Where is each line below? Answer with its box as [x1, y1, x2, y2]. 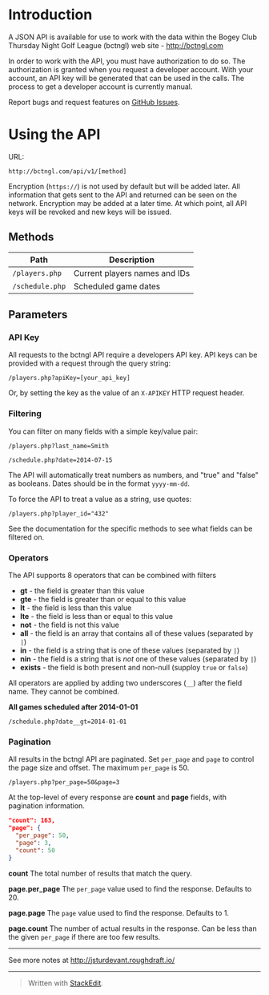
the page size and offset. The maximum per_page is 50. [8, 763, 190, 773]
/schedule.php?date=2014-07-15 [8, 455, 113, 464]
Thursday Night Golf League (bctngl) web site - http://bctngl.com [8, 40, 224, 50]
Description [109, 254, 155, 265]
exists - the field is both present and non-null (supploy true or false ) [19, 662, 248, 672]
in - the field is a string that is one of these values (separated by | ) [19, 645, 240, 655]
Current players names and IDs [73, 267, 191, 278]
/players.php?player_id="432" [8, 509, 110, 518]
